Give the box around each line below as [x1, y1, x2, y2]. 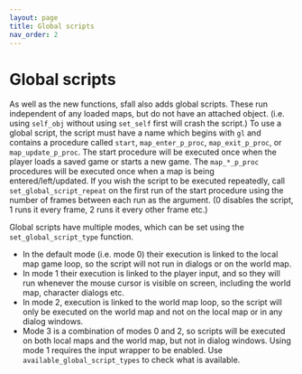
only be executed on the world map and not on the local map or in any [22, 306, 283, 317]
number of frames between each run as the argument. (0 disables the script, [9, 195, 294, 206]
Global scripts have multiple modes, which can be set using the [9, 222, 245, 233]
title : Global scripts [9, 22, 95, 31]
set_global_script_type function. [9, 231, 133, 242]
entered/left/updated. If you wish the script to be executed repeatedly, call [9, 175, 286, 186]
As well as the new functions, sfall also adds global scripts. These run [9, 98, 269, 109]
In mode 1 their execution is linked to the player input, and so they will [22, 268, 281, 279]
